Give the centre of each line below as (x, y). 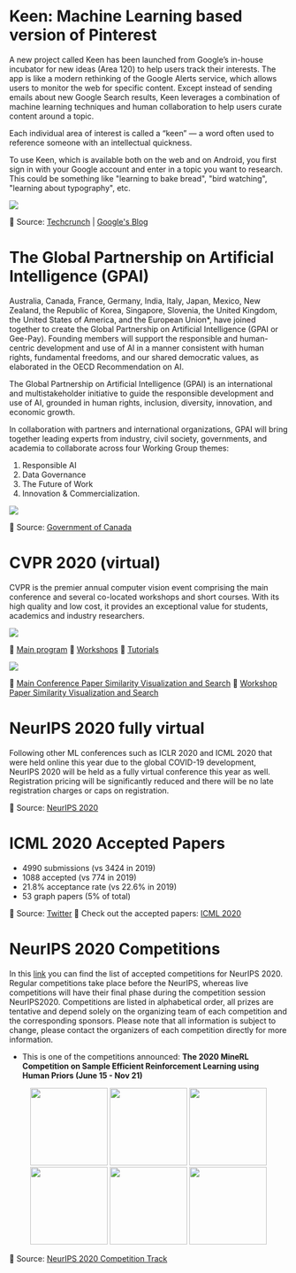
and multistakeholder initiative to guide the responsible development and (141, 393)
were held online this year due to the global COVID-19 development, (133, 762)
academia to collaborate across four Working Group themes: (119, 448)
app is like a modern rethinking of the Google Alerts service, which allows (143, 78)
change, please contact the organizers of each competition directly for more (148, 1030)
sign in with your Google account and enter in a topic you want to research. (146, 169)
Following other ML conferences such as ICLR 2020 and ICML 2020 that (141, 752)
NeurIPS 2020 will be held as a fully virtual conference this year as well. (140, 771)
